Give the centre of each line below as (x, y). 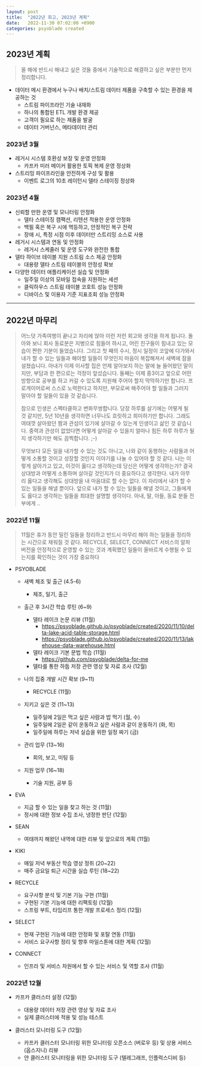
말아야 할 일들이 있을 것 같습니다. (59, 396)
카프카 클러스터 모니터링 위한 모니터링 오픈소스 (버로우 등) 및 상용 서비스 (108, 1043)
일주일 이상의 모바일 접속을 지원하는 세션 (71, 279)
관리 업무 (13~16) (44, 745)
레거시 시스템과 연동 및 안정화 (49, 242)
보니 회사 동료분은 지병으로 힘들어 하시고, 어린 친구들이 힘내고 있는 (109, 343)
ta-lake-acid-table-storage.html (81, 632)
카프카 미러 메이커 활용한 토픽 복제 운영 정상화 (77, 166)
